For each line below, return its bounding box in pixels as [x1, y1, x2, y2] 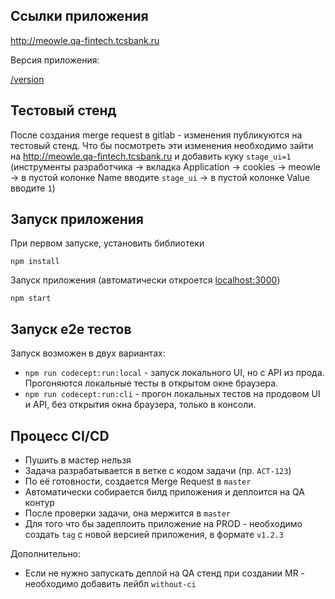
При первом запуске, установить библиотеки [10, 237, 205, 249]
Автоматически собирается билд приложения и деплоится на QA [24, 486, 305, 498]
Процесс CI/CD [10, 427, 110, 444]
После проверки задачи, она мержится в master [24, 507, 231, 519]
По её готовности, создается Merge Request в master [24, 475, 252, 488]
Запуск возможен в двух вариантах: [10, 347, 166, 359]
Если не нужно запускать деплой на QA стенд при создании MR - [24, 567, 306, 579]
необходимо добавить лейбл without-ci [24, 578, 197, 590]
